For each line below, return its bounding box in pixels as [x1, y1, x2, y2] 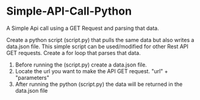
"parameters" [15, 74, 50, 81]
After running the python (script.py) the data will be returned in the [15, 80, 183, 88]
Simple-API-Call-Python [6, 4, 132, 18]
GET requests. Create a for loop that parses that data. [6, 49, 141, 56]
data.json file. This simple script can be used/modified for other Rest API [6, 43, 189, 50]
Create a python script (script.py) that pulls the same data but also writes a [6, 36, 195, 43]
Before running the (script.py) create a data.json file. [15, 61, 148, 68]
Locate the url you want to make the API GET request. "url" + [15, 67, 169, 74]
